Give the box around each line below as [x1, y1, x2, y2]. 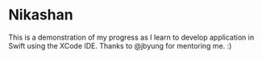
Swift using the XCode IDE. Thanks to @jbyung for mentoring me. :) [8, 40, 232, 50]
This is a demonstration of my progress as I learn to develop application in [8, 32, 255, 42]
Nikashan [8, 6, 74, 24]
